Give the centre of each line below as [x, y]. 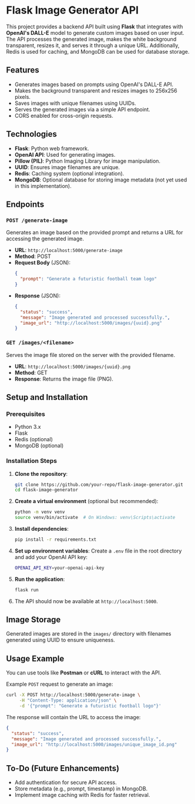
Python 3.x [28, 427]
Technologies [32, 134]
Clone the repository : [41, 474]
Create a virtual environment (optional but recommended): [86, 501]
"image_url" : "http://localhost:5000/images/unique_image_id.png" [94, 745]
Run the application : [40, 579]
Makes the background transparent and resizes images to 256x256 [96, 90]
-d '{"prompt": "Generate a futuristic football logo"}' [90, 706]
